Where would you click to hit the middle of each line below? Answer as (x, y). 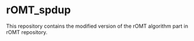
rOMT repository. (27, 32)
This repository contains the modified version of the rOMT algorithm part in (97, 26)
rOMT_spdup (39, 10)
